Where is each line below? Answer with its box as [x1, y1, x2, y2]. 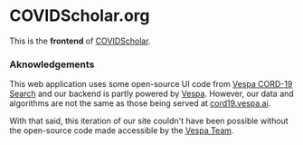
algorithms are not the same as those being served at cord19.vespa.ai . [9, 98, 271, 109]
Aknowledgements [9, 58, 95, 71]
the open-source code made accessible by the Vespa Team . [9, 125, 234, 136]
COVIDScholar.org [9, 5, 150, 26]
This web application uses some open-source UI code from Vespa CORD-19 [9, 79, 293, 90]
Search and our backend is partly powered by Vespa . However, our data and [9, 88, 294, 100]
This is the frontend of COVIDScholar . [9, 35, 151, 46]
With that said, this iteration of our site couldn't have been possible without [9, 115, 289, 127]
